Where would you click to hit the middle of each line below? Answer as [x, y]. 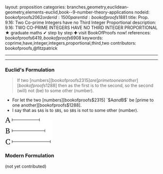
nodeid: [142, 12]
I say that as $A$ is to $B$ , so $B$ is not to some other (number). [75, 111]
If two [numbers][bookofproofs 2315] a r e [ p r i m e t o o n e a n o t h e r [77, 80]
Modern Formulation [30, 156]
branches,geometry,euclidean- [98, 7]
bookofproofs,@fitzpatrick [31, 48]
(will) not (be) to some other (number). [55, 91]
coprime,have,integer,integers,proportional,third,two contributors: [71, 43]
